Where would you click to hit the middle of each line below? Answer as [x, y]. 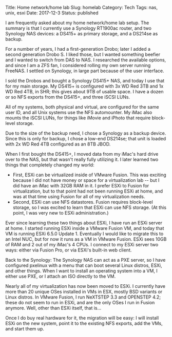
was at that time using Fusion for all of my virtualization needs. [79, 196]
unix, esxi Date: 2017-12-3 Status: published [52, 13]
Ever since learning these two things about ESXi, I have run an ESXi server [84, 223]
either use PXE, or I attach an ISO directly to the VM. [61, 276]
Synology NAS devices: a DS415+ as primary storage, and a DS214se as [82, 34]
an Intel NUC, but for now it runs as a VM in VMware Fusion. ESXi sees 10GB [86, 239]
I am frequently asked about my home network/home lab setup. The [77, 23]
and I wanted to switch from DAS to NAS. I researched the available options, [86, 60]
